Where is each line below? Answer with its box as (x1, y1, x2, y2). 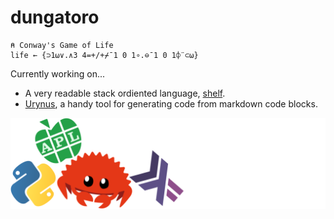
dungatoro (10, 6, 100, 29)
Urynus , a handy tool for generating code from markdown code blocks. (24, 97, 318, 110)
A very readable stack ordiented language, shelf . (24, 87, 226, 99)
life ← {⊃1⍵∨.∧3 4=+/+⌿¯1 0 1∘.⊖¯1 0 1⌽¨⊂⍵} (10, 50, 199, 60)
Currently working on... (10, 67, 106, 80)
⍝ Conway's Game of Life (10, 40, 114, 50)
